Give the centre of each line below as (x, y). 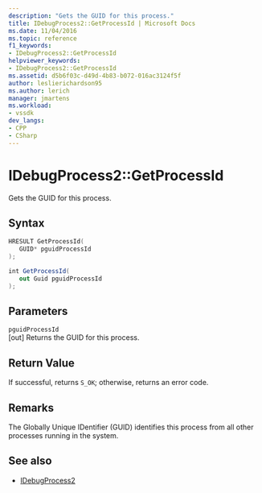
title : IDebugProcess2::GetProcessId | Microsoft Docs (102, 23)
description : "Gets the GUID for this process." (91, 16)
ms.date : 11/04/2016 (43, 31)
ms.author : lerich (39, 91)
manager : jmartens (39, 98)
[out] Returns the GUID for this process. (74, 338)
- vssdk (21, 114)
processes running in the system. (63, 436)
